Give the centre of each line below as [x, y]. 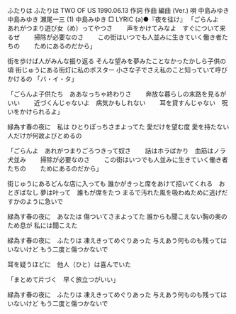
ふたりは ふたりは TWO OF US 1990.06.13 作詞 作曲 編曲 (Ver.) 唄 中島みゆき [118, 10]
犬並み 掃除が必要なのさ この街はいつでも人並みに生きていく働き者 [118, 159]
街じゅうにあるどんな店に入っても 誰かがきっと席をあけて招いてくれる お [116, 184]
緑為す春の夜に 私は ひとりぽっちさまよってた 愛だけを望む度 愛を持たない [118, 127]
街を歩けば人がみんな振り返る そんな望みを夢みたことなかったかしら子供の [117, 61]
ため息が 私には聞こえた [43, 225]
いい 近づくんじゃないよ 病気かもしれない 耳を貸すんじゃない [112, 103]
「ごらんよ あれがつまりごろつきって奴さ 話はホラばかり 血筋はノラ [117, 151]
